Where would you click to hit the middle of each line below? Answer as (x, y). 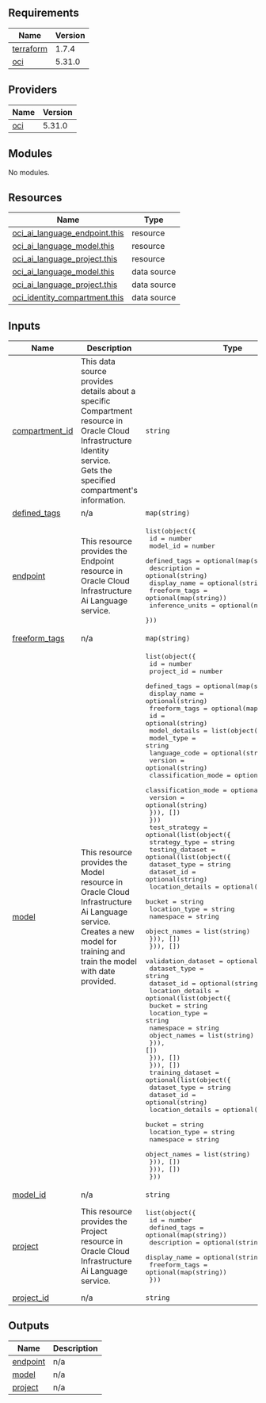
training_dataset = (184, 1073)
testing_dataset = (182, 850)
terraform (30, 48)
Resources (35, 197)
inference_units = (182, 606)
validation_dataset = (184, 961)
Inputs (25, 325)
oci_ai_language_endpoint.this (68, 233)
